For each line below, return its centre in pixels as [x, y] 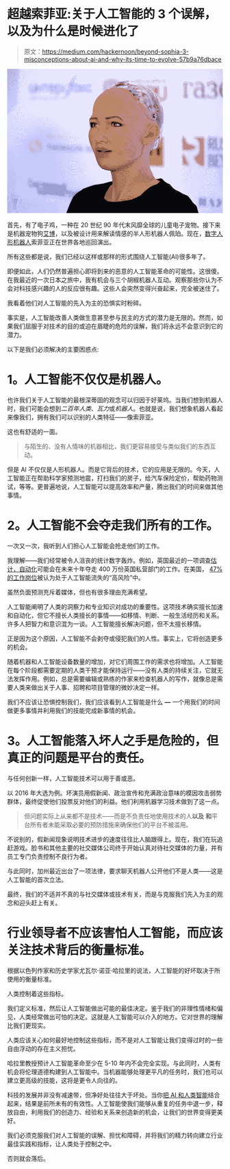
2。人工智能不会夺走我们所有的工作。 [113, 525]
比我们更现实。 [28, 1025]
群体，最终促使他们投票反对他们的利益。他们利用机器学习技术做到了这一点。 [115, 801]
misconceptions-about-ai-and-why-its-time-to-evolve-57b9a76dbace [123, 59]
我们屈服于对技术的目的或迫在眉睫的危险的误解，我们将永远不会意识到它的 [118, 326]
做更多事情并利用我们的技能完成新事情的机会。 [73, 710]
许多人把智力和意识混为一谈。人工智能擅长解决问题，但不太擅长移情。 [106, 624]
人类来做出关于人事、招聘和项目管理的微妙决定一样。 [88, 687]
